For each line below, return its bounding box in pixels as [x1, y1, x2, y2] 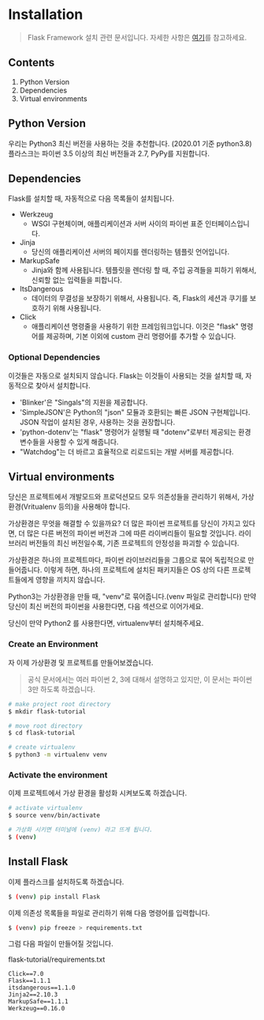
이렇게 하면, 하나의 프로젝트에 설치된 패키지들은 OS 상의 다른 [43, 565, 230, 574]
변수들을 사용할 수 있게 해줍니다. [19, 437, 119, 446]
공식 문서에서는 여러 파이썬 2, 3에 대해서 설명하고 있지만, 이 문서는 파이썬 [27, 674, 252, 684]
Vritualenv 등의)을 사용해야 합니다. [23, 502, 131, 511]
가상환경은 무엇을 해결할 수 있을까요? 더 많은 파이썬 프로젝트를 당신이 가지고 [8, 519, 241, 529]
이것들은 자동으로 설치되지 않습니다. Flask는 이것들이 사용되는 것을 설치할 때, [8, 371, 244, 380]
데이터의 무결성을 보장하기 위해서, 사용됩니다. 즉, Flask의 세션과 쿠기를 [31, 294, 248, 303]
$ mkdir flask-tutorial [8, 707, 87, 716]
